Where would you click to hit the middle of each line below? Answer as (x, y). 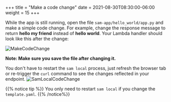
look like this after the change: (37, 39)
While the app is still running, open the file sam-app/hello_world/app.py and (84, 23)
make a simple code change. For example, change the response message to (86, 28)
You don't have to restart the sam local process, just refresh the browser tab (86, 68)
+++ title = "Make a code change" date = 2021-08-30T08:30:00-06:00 (80, 7)
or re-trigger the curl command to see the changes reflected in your (77, 74)
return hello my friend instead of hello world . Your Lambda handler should (84, 33)
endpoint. (15, 79)
